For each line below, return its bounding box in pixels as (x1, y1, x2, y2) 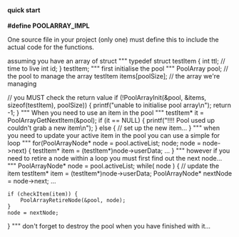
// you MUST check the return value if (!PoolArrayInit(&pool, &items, (7, 94, 207, 102)
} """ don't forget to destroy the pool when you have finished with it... (7, 222, 211, 231)
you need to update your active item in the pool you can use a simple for (7, 131, 220, 140)
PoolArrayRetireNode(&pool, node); (20, 197, 126, 204)
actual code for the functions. (7, 43, 95, 51)
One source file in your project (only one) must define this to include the (7, 36, 219, 44)
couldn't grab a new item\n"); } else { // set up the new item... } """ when (7, 123, 220, 132)
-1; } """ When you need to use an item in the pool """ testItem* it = (7, 109, 205, 117)
